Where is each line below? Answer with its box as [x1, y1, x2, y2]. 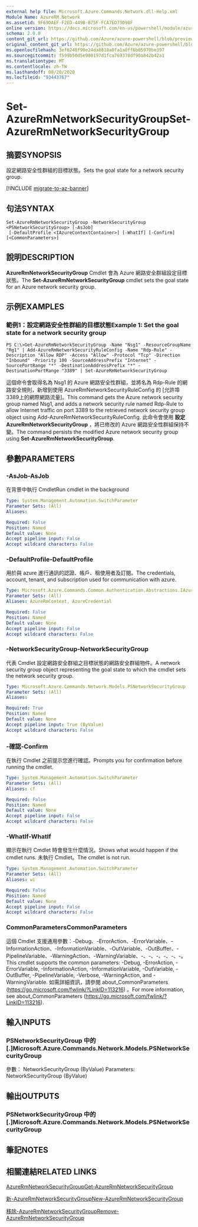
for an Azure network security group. [6, 283, 96, 290]
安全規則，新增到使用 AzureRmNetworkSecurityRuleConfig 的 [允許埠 [11, 386, 180, 393]
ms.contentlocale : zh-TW [6, 63, 67, 70]
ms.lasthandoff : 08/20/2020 [6, 69, 75, 75]
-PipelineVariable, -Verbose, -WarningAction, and [32, 971, 152, 978]
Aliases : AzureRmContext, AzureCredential [6, 599, 112, 605]
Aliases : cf [6, 786, 35, 792]
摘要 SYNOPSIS [6, 150, 62, 160]
